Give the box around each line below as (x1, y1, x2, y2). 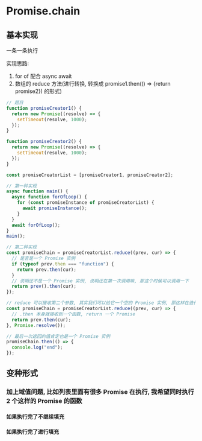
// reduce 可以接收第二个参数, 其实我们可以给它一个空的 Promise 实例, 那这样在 (6, 300, 189, 306)
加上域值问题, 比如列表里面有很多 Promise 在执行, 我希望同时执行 (6, 388, 194, 396)
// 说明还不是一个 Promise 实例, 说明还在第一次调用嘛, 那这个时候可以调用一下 (11, 278, 189, 284)
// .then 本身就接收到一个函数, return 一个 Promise (11, 311, 136, 317)
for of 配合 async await (14, 72, 72, 80)
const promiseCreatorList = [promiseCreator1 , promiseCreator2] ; (6, 172, 173, 178)
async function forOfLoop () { (11, 194, 87, 200)
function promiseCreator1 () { (6, 105, 82, 111)
